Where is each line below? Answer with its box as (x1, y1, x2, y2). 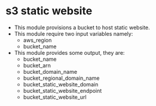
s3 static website (5, 4, 93, 18)
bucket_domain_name (23, 68, 78, 75)
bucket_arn (23, 61, 51, 69)
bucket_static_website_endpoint (23, 87, 102, 94)
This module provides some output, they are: (14, 49, 125, 56)
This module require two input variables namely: (14, 30, 133, 37)
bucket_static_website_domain (23, 80, 99, 88)
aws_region (23, 36, 52, 43)
